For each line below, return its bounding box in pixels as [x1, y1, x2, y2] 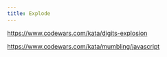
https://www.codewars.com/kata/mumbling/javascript [7, 42, 160, 50]
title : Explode [7, 10, 51, 17]
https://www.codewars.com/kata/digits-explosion [7, 29, 148, 37]
